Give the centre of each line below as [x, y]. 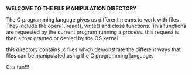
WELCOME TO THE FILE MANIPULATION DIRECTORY [71, 8]
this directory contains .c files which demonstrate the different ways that [94, 49]
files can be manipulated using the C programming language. [80, 56]
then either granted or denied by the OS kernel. [63, 38]
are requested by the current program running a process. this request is [92, 32]
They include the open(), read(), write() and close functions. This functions [96, 26]
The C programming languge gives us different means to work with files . [94, 19]
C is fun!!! [18, 67]
